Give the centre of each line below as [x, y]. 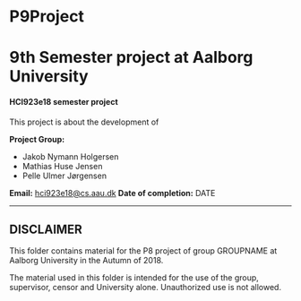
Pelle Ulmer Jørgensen [64, 176]
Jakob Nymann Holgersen [70, 156]
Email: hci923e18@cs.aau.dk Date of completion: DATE [112, 193]
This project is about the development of [84, 122]
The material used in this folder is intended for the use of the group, [134, 278]
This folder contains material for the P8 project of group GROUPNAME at [143, 251]
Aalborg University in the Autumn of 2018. [86, 261]
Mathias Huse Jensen [62, 166]
